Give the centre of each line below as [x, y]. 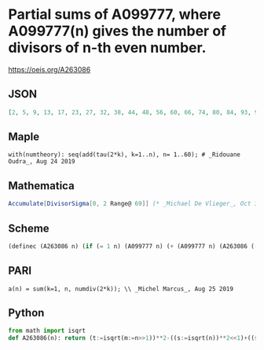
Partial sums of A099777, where [115, 15]
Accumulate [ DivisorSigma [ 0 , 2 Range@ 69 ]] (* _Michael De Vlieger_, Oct [130, 204]
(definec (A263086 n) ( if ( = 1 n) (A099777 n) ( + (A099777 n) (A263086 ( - [133, 246]
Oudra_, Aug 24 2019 [42, 162]
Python [26, 313]
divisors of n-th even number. [107, 48]
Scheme [29, 228]
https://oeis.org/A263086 [49, 69]
